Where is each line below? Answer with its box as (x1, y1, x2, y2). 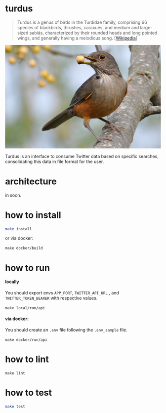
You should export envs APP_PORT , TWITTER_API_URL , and (5, 289, 120, 295)
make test (5, 404, 26, 409)
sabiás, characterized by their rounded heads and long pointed (29, 30, 158, 36)
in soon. (5, 192, 22, 198)
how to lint (5, 354, 49, 365)
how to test (5, 387, 52, 398)
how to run (5, 262, 50, 273)
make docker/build (5, 246, 43, 251)
